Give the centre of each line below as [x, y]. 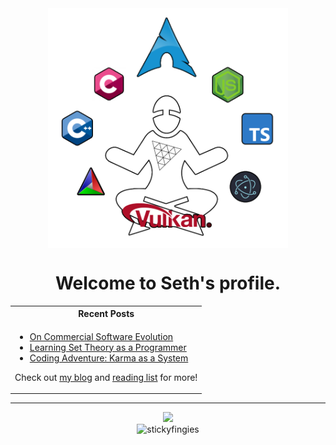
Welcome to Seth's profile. [168, 283]
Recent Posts [106, 314]
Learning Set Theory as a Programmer [108, 347]
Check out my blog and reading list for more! [106, 377]
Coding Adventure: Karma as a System [109, 358]
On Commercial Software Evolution [101, 336]
